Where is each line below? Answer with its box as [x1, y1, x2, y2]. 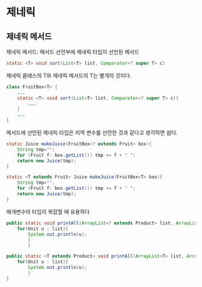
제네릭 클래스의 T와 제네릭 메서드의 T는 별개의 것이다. [6, 71, 132, 79]
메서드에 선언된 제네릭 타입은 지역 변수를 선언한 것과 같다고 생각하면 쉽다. [6, 129, 178, 136]
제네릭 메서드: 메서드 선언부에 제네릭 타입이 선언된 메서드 [6, 49, 139, 55]
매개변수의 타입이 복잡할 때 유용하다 [6, 208, 90, 215]
